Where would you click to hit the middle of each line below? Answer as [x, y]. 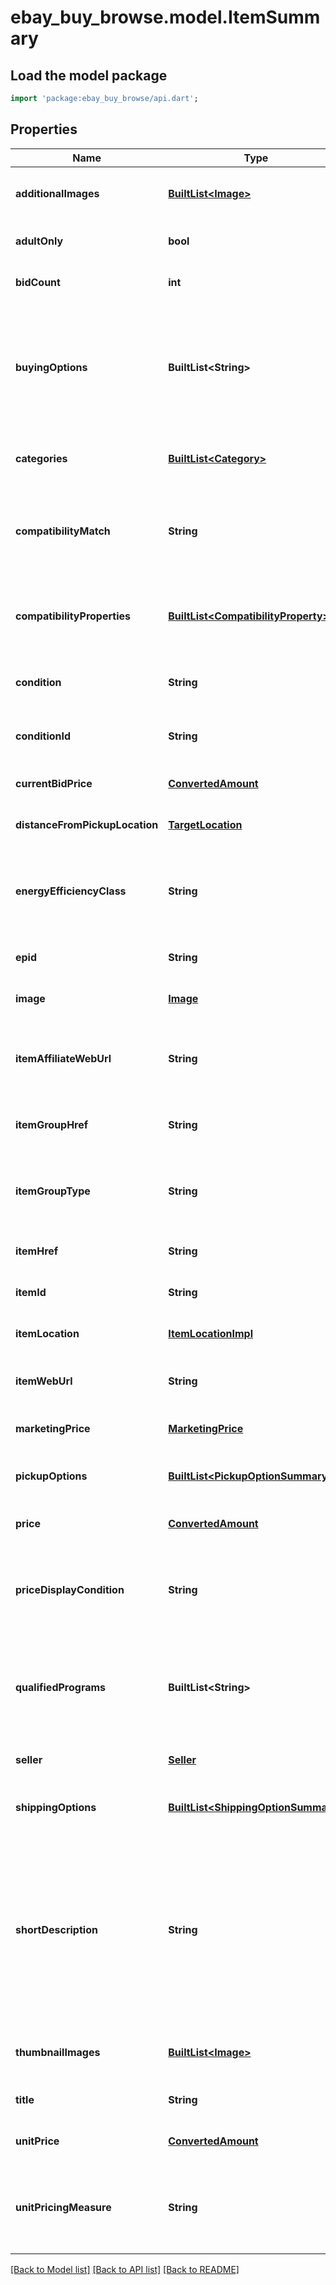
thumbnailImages [58, 2052]
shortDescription [56, 1929]
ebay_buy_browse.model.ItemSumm [165, 17]
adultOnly [39, 241]
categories [41, 458]
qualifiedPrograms [61, 1687]
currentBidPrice [54, 783]
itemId [31, 1292]
